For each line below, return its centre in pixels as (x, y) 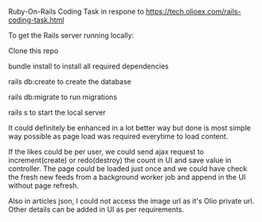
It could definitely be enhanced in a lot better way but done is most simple (129, 128)
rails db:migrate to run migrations (63, 97)
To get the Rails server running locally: (71, 35)
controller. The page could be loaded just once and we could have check (128, 169)
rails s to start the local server (57, 112)
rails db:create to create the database (70, 82)
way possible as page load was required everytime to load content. (118, 136)
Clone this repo (33, 51)
